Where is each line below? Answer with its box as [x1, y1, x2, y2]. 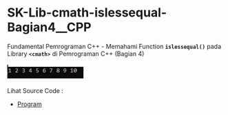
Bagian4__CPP [7, 19, 92, 35]
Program [17, 100, 43, 108]
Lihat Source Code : [7, 86, 64, 94]
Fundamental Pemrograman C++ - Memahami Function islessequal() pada [7, 42, 222, 50]
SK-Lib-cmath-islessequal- [7, 5, 167, 21]
